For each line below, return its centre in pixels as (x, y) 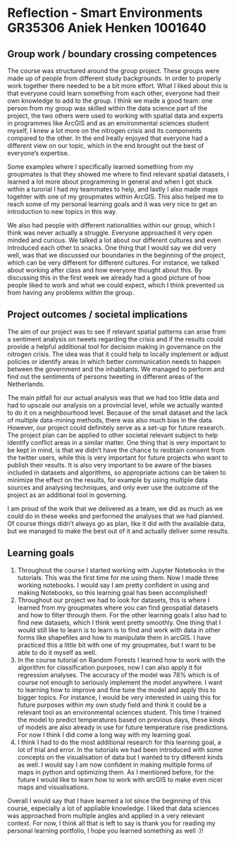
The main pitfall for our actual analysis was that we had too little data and (113, 397)
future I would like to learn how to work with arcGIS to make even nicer (120, 779)
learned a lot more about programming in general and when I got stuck (110, 182)
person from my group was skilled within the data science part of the (107, 108)
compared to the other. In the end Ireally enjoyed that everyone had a (108, 138)
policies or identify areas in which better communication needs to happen (114, 361)
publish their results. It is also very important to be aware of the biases (110, 465)
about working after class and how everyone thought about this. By (105, 270)
